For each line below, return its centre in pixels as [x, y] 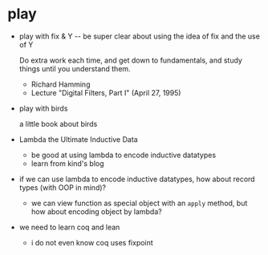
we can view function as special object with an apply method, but [139, 203]
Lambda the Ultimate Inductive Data [78, 139]
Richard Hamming [61, 84]
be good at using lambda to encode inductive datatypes [124, 155]
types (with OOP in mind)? [62, 187]
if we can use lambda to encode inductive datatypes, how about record [137, 179]
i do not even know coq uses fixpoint [92, 242]
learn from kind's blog [68, 163]
